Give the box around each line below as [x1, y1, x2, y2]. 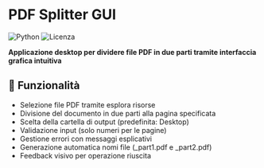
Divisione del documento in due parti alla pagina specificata [19, 108, 216, 118]
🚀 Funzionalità [8, 79, 80, 92]
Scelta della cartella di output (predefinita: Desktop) [19, 117, 189, 127]
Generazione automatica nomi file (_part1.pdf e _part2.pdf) [19, 142, 212, 152]
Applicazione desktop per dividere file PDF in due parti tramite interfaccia [8, 47, 257, 57]
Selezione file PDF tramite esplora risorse [19, 100, 156, 109]
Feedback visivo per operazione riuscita [19, 150, 152, 160]
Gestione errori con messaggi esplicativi [19, 134, 153, 143]
